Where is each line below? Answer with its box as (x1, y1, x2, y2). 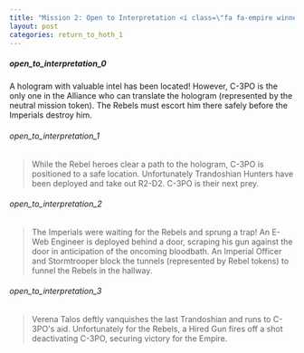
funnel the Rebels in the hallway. (31, 264, 153, 276)
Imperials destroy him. (9, 110, 92, 120)
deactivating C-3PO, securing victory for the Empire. (31, 332, 228, 344)
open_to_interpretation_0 (9, 58, 107, 69)
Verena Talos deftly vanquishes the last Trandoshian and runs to (31, 313, 271, 324)
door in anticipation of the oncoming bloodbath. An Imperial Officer (31, 245, 282, 256)
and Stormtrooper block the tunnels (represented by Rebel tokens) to (31, 255, 290, 266)
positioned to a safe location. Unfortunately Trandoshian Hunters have (31, 168, 294, 179)
